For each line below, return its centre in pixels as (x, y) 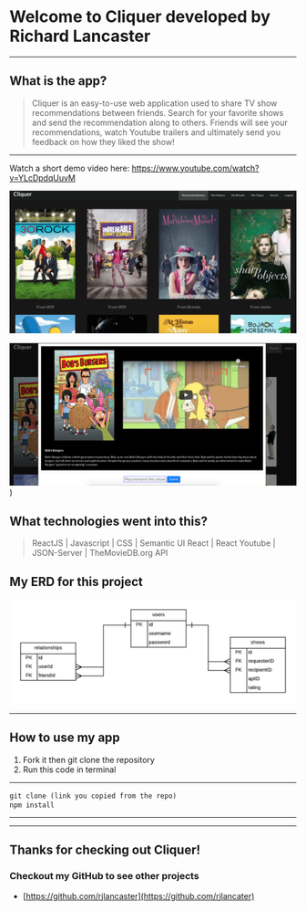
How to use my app (65, 738)
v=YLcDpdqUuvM (42, 178)
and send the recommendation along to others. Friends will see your (160, 122)
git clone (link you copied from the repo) (93, 796)
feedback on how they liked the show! (103, 141)
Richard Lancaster (80, 36)
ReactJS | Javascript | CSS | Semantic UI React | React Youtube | (153, 543)
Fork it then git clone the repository (88, 759)
